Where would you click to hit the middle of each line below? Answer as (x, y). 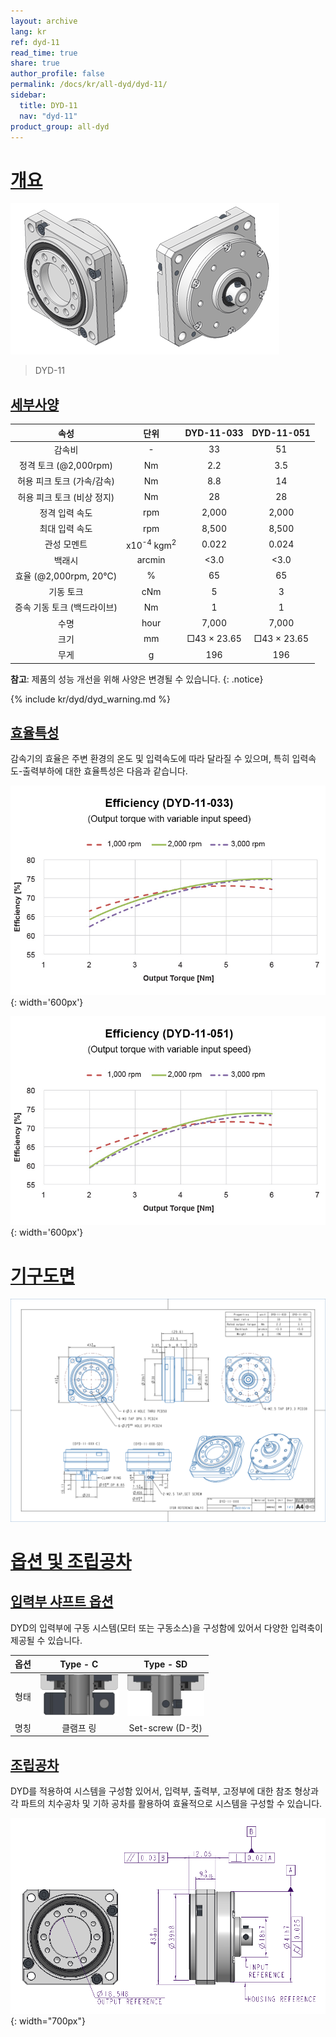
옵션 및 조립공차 (71, 1561)
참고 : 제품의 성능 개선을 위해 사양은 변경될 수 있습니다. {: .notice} (137, 679)
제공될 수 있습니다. (46, 1640)
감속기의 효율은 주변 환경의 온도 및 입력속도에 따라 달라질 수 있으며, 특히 (150, 759)
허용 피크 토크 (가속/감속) (65, 481)
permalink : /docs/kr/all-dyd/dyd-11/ (89, 85)
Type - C (79, 1664)
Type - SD (165, 1664)
